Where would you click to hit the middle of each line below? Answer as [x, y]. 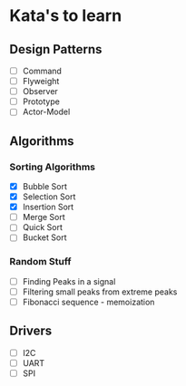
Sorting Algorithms [53, 167]
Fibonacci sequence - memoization [88, 302]
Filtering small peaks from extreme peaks [100, 292]
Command [42, 71]
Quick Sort [43, 227]
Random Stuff [40, 262]
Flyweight [41, 82]
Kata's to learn [66, 16]
